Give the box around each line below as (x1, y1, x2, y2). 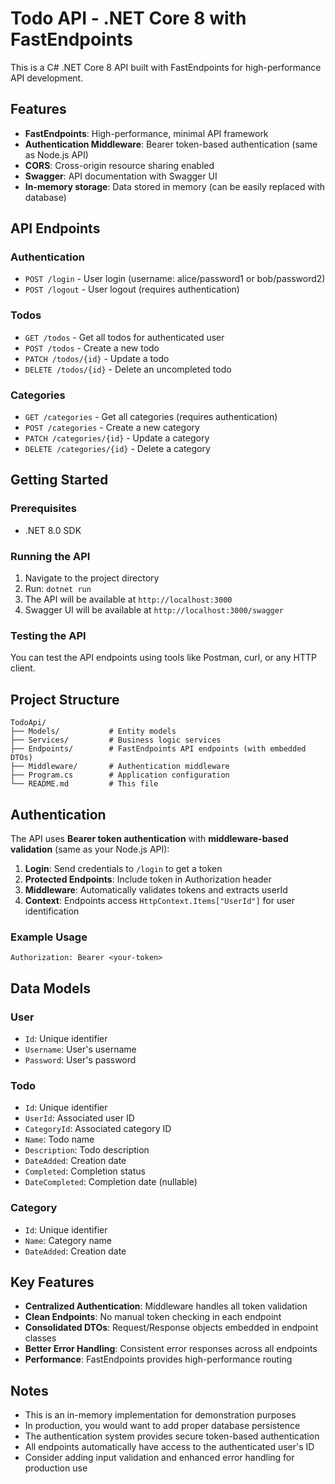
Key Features (10, 1273, 95, 1291)
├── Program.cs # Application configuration (10, 770, 230, 781)
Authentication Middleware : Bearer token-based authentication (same (24, 138, 318, 150)
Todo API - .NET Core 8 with (10, 7, 247, 30)
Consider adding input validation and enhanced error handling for (24, 1452, 295, 1464)
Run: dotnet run (24, 583, 92, 595)
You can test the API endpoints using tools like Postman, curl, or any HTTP (10, 652, 317, 664)
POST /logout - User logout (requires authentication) (24, 283, 240, 296)
